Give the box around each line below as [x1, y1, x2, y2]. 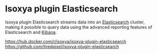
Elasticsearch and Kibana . [5, 29, 57, 35]
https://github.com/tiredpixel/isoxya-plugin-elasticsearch [5, 43, 119, 49]
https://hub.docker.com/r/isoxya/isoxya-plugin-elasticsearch [5, 38, 126, 44]
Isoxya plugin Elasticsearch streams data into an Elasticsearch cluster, [5, 19, 145, 25]
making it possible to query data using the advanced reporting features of [5, 24, 153, 30]
